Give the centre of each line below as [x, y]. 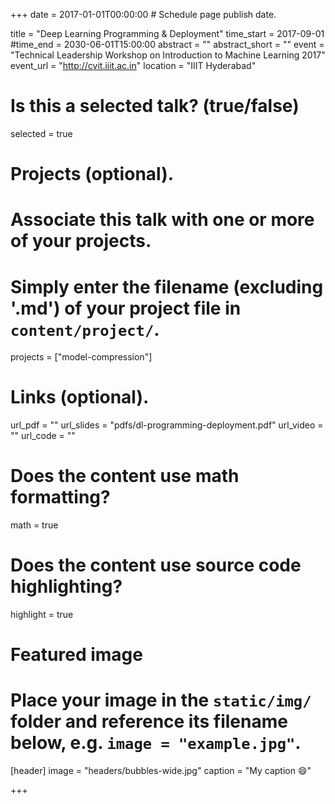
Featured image [76, 655]
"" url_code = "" [43, 436]
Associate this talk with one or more [162, 220]
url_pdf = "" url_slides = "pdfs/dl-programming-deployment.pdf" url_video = [167, 425]
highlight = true [42, 615]
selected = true [41, 133]
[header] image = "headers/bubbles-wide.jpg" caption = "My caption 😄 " [161, 771]
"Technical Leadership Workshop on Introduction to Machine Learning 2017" [168, 55]
